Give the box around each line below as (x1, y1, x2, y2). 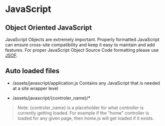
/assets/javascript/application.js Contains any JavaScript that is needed (12, 80, 160, 86)
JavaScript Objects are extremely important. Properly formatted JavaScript (5, 36, 160, 42)
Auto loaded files (5, 67, 60, 75)
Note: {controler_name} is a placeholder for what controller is (17, 105, 144, 111)
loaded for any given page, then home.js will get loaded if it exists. (17, 115, 154, 121)
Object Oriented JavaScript (5, 23, 92, 32)
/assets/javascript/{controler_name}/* (12, 95, 91, 101)
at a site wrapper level (12, 85, 58, 91)
